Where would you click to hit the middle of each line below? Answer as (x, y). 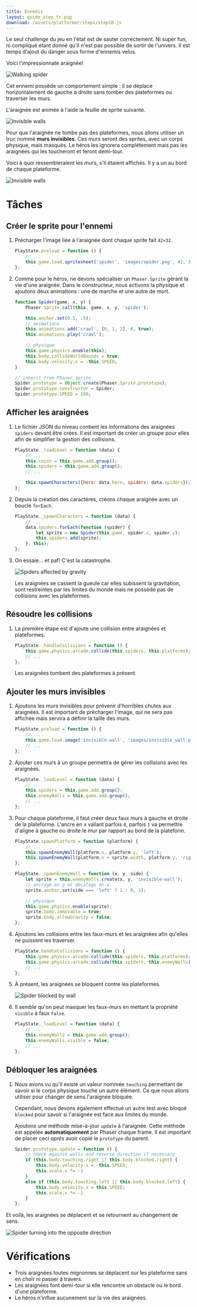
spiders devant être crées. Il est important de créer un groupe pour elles (102, 433)
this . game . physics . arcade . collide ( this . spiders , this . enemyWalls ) (108, 962)
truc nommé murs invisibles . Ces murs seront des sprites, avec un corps (94, 139)
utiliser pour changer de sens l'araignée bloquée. (74, 1097)
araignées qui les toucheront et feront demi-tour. (65, 151)
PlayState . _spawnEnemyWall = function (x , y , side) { (82, 874)
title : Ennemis (25, 11)
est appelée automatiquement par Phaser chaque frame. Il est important (103, 1132)
